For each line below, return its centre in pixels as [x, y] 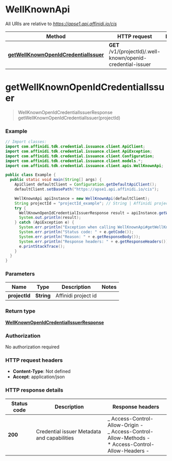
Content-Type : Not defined [41, 372]
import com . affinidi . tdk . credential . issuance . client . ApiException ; [79, 151]
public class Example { [31, 175]
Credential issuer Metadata [69, 431]
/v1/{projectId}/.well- [135, 51]
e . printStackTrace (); [42, 246]
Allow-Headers [126, 451]
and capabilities [55, 438]
